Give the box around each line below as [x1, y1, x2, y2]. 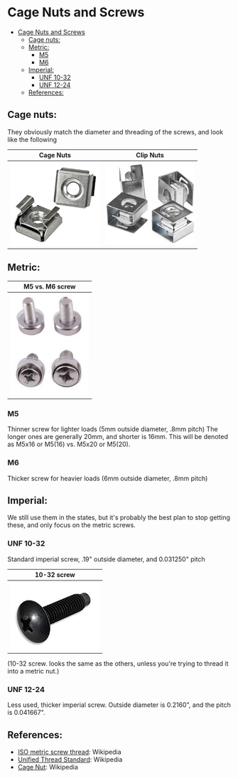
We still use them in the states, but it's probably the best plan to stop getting [7, 513, 231, 522]
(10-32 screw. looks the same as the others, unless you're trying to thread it [7, 659, 229, 668]
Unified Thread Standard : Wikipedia [17, 755, 123, 764]
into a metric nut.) [7, 667, 60, 676]
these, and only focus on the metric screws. [7, 521, 136, 529]
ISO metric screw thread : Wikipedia [17, 747, 122, 757]
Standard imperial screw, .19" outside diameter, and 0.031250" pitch [7, 555, 206, 563]
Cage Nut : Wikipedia [17, 763, 78, 772]
